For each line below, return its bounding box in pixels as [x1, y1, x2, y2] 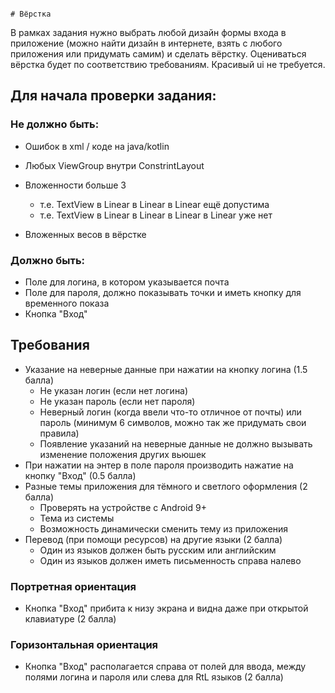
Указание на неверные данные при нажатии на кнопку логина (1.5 [24, 363, 308, 375]
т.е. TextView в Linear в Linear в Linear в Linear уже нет [39, 209, 273, 221]
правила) [39, 427, 80, 439]
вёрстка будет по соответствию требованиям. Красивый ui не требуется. [10, 59, 326, 70]
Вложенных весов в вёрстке [24, 228, 147, 240]
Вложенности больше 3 [24, 179, 127, 191]
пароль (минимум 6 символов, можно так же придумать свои [39, 416, 307, 428]
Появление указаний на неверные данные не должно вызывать [39, 437, 313, 450]
